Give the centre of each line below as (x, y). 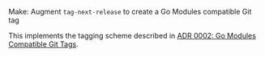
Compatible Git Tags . (43, 44)
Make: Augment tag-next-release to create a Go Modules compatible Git (130, 12)
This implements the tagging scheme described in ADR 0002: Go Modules (132, 36)
